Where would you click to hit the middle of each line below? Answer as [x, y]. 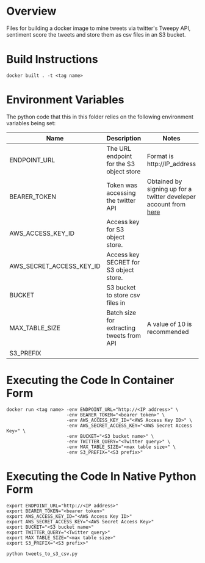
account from [166, 204]
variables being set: [31, 123]
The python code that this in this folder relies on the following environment [100, 117]
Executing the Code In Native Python [101, 476]
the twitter [121, 200]
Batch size [121, 313]
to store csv [123, 295]
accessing [121, 192]
